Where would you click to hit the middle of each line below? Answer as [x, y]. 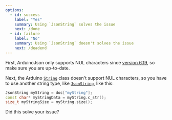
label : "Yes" [28, 19]
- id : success [25, 15]
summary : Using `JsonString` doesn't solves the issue [74, 43]
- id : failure [25, 34]
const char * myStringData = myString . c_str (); [56, 98]
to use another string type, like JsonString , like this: [60, 83]
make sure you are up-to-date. [38, 68]
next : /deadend [31, 48]
